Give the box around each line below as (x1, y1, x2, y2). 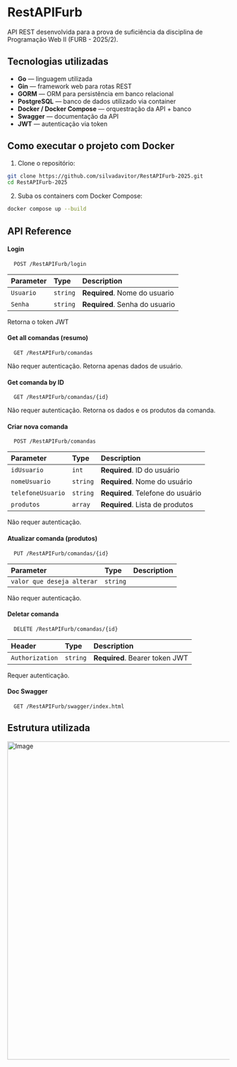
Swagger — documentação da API (17, 112, 119, 120)
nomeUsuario (11, 478, 51, 486)
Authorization (11, 653, 59, 662)
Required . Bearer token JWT (93, 653, 188, 663)
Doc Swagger (7, 687, 48, 696)
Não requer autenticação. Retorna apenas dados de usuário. (7, 361, 183, 370)
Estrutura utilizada (7, 722, 90, 734)
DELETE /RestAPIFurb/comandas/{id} (13, 625, 119, 633)
